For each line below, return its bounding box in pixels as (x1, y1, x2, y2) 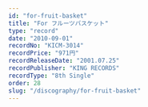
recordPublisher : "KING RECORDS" (8, 64, 120, 72)
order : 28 (8, 79, 42, 87)
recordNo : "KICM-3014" (8, 42, 84, 50)
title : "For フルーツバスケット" (8, 19, 109, 27)
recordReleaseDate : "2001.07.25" (8, 57, 120, 65)
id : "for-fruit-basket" (8, 11, 88, 20)
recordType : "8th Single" (8, 72, 94, 80)
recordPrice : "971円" (8, 49, 79, 57)
